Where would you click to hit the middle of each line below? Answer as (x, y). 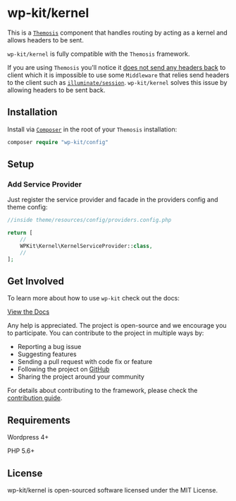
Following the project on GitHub (63, 370)
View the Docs (29, 312)
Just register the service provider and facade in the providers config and (113, 200)
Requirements (39, 420)
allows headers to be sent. (46, 40)
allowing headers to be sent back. (56, 90)
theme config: (27, 207)
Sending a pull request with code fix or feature (85, 362)
